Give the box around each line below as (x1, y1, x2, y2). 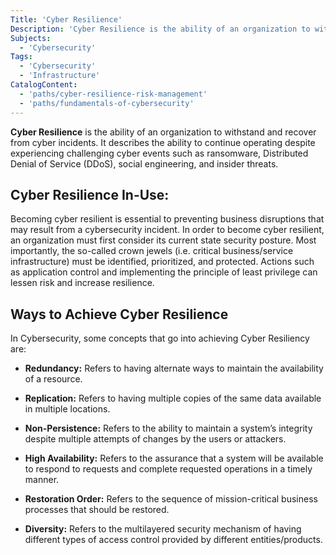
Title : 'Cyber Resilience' (10, 14, 123, 25)
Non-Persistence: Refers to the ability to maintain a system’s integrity (24, 422, 313, 435)
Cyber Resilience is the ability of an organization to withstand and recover (10, 126, 317, 138)
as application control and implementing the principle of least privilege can (10, 266, 318, 278)
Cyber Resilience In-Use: (10, 186, 170, 203)
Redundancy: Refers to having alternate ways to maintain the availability (24, 362, 324, 375)
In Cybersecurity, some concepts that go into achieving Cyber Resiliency (10, 332, 310, 345)
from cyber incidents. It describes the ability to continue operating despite (10, 136, 316, 148)
